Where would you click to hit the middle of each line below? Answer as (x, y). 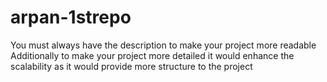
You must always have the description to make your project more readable (163, 45)
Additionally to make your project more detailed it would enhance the (152, 55)
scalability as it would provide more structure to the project (131, 66)
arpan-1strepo (71, 17)
